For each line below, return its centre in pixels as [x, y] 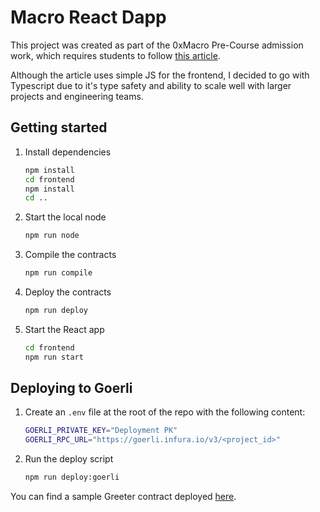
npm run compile [58, 273]
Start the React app [64, 329]
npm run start [54, 357]
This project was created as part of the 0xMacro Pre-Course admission [157, 45]
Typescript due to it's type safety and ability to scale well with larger [151, 85]
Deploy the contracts [68, 292]
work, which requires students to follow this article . [115, 55]
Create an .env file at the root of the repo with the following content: [165, 412]
